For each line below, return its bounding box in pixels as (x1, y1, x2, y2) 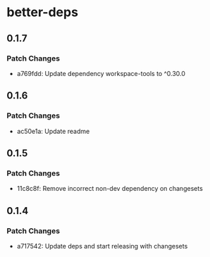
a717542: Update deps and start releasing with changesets (16, 242, 188, 250)
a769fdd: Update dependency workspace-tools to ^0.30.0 (16, 69, 186, 77)
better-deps (6, 4, 79, 20)
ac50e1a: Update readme (16, 127, 90, 135)
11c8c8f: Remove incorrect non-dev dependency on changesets (16, 184, 204, 193)
